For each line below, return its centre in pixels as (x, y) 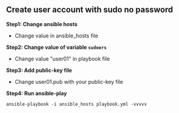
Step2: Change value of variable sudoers (57, 47)
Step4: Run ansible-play (36, 93)
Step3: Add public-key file (39, 70)
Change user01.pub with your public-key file (69, 81)
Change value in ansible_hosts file (57, 36)
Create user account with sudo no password (89, 10)
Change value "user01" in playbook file (62, 58)
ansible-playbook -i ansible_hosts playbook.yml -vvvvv (76, 104)
